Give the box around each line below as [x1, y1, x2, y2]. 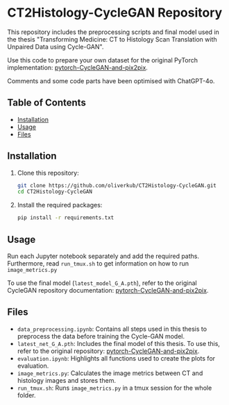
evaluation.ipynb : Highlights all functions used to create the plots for [17, 354, 216, 362]
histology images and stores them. [17, 376, 117, 384]
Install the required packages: [17, 201, 103, 209]
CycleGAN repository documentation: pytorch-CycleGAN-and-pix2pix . [7, 286, 209, 294]
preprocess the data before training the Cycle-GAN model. [17, 331, 185, 341]
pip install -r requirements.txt [17, 214, 114, 221]
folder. [17, 390, 36, 399]
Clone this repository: [17, 169, 79, 177]
